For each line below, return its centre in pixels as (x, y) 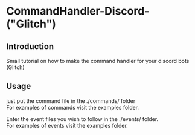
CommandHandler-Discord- (78, 11)
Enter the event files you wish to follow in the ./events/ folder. (82, 119)
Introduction (30, 46)
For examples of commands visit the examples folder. (73, 107)
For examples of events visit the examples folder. (67, 125)
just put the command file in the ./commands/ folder (71, 100)
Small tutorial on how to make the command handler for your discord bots (98, 61)
